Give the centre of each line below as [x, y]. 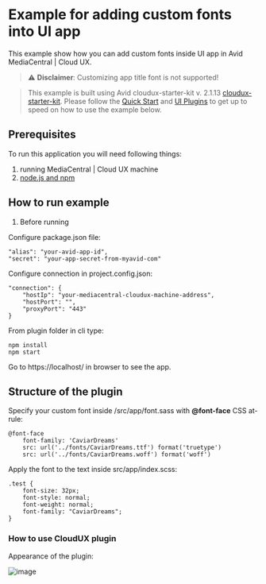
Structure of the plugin [66, 391]
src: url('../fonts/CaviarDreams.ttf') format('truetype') [122, 448]
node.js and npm [47, 177]
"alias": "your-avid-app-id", [58, 252]
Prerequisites [42, 135]
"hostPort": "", [50, 302]
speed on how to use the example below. [94, 110]
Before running [44, 222]
